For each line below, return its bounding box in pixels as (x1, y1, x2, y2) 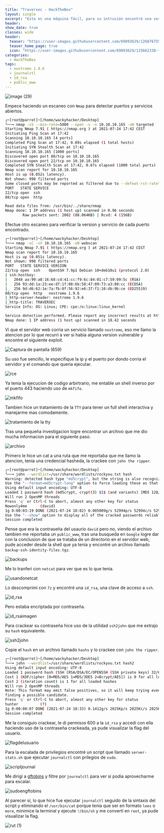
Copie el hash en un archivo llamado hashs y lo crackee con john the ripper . (5, 647, 159, 653)
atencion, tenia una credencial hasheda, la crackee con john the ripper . (5, 458, 151, 464)
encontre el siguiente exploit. (5, 337, 63, 343)
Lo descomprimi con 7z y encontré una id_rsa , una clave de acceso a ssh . (5, 585, 154, 591)
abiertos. (5, 108, 23, 114)
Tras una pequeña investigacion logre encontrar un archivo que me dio (5, 428, 148, 434)
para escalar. (5, 778, 31, 784)
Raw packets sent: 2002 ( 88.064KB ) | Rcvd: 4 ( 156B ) (22, 213, 132, 218)
